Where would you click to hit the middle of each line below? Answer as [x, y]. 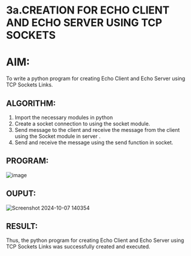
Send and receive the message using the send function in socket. [94, 142]
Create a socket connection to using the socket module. [82, 124]
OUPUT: [21, 194]
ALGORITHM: [31, 103]
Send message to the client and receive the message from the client [97, 129]
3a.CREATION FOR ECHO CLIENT [88, 10]
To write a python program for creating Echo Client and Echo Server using [96, 79]
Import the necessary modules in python [64, 117]
